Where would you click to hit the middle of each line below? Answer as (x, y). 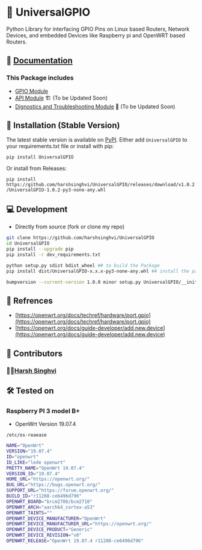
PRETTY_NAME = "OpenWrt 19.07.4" (45, 468)
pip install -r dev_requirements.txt (54, 255)
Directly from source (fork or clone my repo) (70, 227)
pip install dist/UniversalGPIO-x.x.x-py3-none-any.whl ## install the (98, 271)
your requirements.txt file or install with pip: (60, 146)
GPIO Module (32, 91)
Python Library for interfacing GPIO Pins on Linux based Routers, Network (98, 29)
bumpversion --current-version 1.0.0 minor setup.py (74, 282)
